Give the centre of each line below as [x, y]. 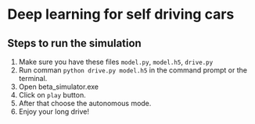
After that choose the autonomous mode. [85, 103]
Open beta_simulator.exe [59, 87]
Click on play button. [52, 95]
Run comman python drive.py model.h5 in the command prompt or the [133, 70]
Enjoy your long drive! [54, 112]
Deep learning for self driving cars [121, 14]
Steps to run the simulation [74, 43]
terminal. [33, 78]
